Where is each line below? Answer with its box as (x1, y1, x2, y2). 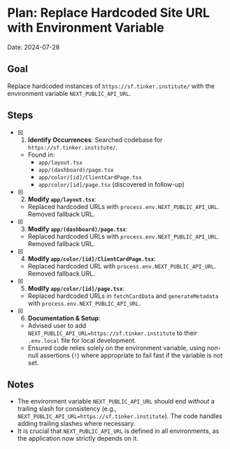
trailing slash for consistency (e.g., (17, 404, 117, 413)
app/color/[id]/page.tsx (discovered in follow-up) (38, 180, 185, 188)
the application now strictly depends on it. (17, 434, 138, 443)
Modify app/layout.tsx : (27, 194, 96, 204)
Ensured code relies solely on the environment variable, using (27, 343, 206, 352)
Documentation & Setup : (27, 313, 101, 322)
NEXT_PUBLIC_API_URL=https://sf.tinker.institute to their (27, 329, 198, 337)
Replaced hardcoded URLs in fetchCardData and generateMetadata (27, 292, 219, 300)
